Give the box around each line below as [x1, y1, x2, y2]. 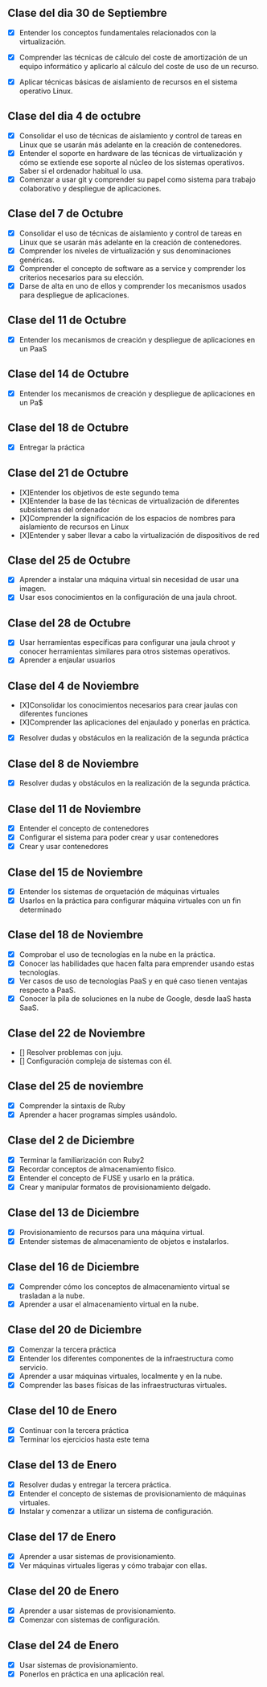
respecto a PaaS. [18, 985, 76, 995]
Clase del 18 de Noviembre [7, 928, 144, 942]
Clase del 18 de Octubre [7, 421, 129, 435]
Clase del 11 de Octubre [7, 314, 126, 327]
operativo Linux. [18, 86, 73, 96]
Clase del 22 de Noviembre [7, 1026, 146, 1040]
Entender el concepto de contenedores [18, 823, 150, 833]
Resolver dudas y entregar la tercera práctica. [18, 1480, 172, 1489]
